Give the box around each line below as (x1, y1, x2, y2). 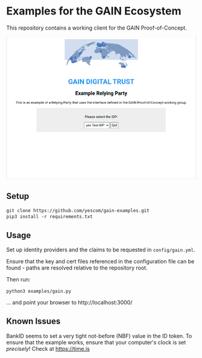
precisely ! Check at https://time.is (6, 345, 90, 352)
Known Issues (6, 316, 61, 327)
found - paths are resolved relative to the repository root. (6, 264, 148, 272)
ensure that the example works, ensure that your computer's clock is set (6, 339, 186, 346)
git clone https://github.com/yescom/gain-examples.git (6, 208, 150, 214)
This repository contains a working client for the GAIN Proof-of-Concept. (6, 24, 187, 31)
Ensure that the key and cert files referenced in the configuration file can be (6, 258, 195, 265)
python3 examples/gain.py (6, 288, 71, 295)
